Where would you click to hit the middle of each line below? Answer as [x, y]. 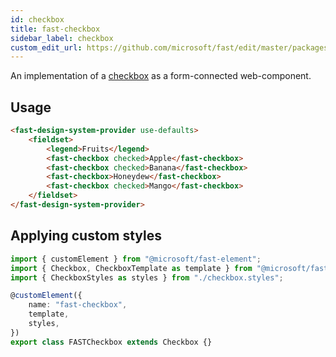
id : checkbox [37, 19]
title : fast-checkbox [55, 29]
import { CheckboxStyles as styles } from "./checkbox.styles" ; [147, 277]
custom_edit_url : [46, 47]
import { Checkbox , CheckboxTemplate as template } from [131, 268]
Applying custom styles [86, 236]
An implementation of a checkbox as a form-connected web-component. [161, 76]
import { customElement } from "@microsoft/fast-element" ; [136, 259]
